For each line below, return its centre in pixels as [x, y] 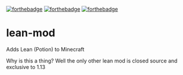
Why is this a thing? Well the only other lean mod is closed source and [92, 61]
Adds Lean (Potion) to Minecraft [45, 49]
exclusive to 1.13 [26, 67]
